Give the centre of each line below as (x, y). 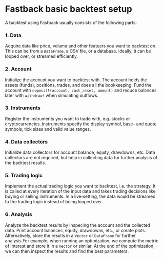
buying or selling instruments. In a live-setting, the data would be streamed (80, 196)
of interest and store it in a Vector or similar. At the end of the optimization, (80, 246)
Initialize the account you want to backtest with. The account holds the (76, 80)
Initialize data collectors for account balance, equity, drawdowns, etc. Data (80, 152)
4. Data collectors (26, 141)
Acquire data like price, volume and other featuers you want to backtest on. (81, 46)
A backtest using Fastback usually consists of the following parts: (71, 23)
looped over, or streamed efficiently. (41, 56)
